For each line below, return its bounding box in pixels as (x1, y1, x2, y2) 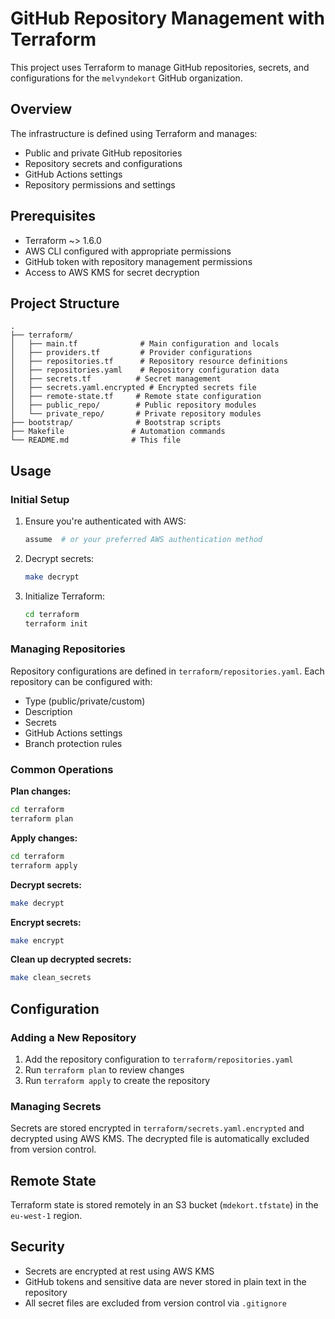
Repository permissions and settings (24, 178, 176, 191)
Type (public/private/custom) (24, 695, 146, 707)
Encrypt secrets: (10, 916, 82, 928)
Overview (10, 101, 73, 118)
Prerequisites (10, 208, 96, 225)
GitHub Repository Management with (10, 7, 325, 30)
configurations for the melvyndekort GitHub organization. (10, 72, 243, 84)
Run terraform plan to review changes (24, 1063, 185, 1076)
